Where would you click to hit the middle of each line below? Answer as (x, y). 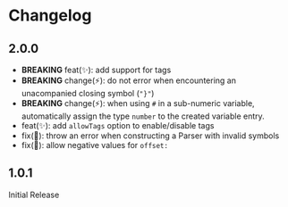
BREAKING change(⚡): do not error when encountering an (128, 80)
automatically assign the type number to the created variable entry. (143, 116)
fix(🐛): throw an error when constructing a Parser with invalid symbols (150, 136)
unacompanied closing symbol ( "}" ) (88, 93)
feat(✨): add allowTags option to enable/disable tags (118, 125)
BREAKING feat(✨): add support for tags (96, 70)
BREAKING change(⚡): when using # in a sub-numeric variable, (138, 103)
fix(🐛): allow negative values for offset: (95, 145)
